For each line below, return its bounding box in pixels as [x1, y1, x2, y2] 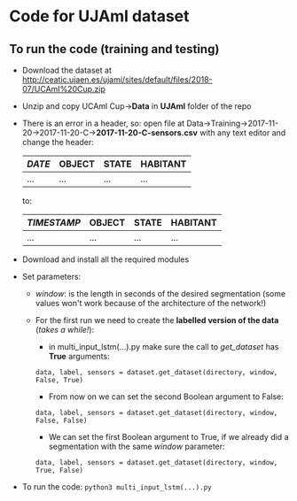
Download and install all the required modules [21, 254, 190, 265]
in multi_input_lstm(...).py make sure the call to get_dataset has [48, 342, 279, 351]
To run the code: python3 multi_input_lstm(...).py [21, 482, 212, 492]
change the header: [21, 137, 95, 147]
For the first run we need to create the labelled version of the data [35, 315, 279, 325]
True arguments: [48, 351, 110, 361]
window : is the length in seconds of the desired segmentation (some [35, 289, 286, 298]
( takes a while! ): [35, 325, 95, 335]
